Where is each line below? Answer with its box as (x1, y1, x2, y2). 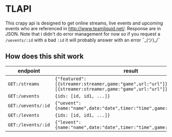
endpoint (17, 67, 40, 74)
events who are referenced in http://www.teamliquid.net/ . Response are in (5, 25, 161, 31)
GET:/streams (8, 81, 40, 87)
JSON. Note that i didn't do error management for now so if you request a (5, 31, 160, 37)
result (123, 67, 138, 74)
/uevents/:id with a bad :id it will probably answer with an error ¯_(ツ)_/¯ (5, 37, 160, 43)
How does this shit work (5, 52, 84, 61)
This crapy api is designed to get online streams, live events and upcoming (5, 20, 163, 26)
